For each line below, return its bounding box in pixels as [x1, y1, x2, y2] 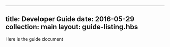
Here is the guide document [5, 36, 63, 42]
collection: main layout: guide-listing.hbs [5, 23, 138, 31]
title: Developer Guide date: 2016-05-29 [5, 15, 135, 23]
